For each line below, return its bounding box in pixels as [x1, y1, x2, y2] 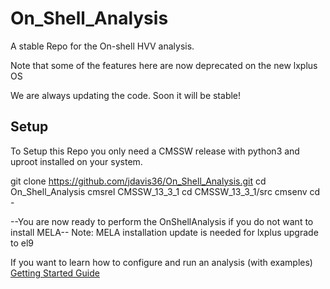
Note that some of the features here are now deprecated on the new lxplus [10, 59, 318, 71]
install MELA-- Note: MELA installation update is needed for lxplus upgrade [10, 226, 319, 238]
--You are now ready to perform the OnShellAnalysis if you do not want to [10, 215, 314, 227]
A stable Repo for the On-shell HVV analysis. [10, 40, 195, 52]
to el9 [10, 237, 35, 249]
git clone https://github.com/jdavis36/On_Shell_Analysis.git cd [10, 175, 267, 187]
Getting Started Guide [10, 267, 100, 279]
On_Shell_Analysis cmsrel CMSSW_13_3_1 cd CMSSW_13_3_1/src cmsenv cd [10, 185, 321, 197]
